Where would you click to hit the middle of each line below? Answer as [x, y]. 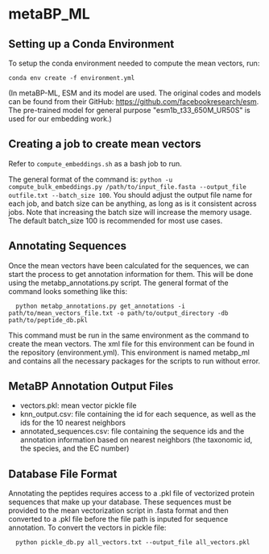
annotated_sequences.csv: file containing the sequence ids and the [132, 431]
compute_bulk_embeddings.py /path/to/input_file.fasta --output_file [128, 187]
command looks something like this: [68, 291]
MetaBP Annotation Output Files [91, 386]
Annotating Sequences [68, 246]
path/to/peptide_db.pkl [48, 320]
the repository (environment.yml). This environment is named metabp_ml [129, 352]
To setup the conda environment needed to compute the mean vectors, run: [134, 63]
